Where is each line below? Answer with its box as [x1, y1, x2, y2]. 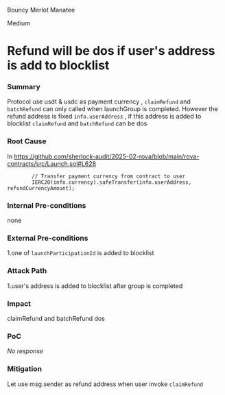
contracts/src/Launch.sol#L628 [7, 159, 97, 167]
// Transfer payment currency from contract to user [32, 173, 186, 180]
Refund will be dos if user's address [7, 43, 215, 59]
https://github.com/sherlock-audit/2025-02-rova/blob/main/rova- [13, 152, 200, 160]
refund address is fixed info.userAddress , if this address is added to [7, 112, 202, 121]
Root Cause [7, 136, 47, 146]
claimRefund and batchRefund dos [7, 314, 105, 322]
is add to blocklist [7, 58, 110, 73]
